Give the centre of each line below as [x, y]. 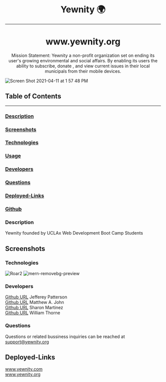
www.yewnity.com [24, 369]
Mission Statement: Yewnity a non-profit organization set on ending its [83, 55]
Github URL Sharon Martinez [34, 308]
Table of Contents [33, 96]
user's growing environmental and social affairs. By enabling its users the [83, 60]
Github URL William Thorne [33, 313]
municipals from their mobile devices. [83, 71]
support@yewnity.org [27, 341]
